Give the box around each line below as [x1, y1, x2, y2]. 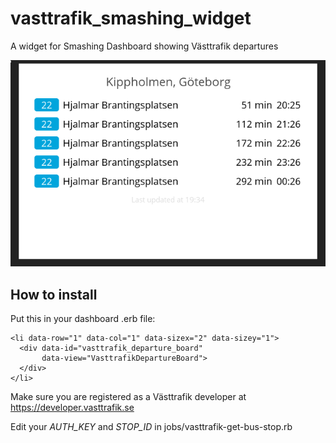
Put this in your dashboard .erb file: [10, 313, 156, 324]
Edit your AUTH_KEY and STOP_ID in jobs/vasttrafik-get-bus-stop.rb [10, 421, 293, 432]
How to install [10, 286, 98, 303]
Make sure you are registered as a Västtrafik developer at [10, 391, 247, 402]
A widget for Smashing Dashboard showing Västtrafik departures [10, 40, 279, 52]
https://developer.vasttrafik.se [10, 402, 135, 413]
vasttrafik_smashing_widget [10, 7, 252, 30]
